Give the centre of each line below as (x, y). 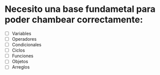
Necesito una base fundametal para (80, 9)
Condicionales (27, 45)
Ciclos (18, 50)
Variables (21, 33)
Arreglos (21, 67)
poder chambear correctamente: (74, 20)
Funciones (22, 56)
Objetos (20, 62)
